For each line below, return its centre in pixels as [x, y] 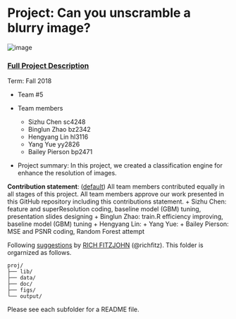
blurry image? [49, 28]
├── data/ [22, 278]
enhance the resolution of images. [67, 173]
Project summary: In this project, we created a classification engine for [120, 165]
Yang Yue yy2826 [54, 144]
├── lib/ [20, 272]
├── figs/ [22, 290]
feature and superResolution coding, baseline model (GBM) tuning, [104, 209]
